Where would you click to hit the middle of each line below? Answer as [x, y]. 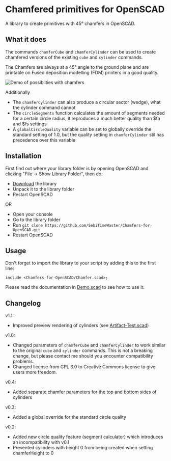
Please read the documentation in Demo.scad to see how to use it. [75, 287]
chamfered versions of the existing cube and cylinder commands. [74, 57]
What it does [26, 39]
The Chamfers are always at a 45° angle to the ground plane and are [77, 67]
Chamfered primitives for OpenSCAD [85, 9]
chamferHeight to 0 [33, 453]
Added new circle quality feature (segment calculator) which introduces [88, 437]
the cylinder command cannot [44, 107]
